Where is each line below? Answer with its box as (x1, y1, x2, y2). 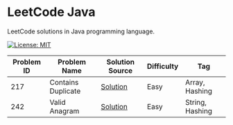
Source (108, 65, 133, 75)
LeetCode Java (7, 4, 96, 20)
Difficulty (146, 61, 179, 71)
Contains (49, 77, 79, 87)
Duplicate (49, 86, 81, 96)
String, (184, 97, 207, 107)
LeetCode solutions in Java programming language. (7, 27, 155, 35)
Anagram (49, 106, 80, 115)
